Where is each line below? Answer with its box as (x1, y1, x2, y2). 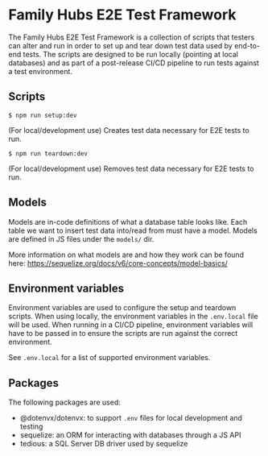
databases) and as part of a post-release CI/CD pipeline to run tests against (8, 58, 259, 68)
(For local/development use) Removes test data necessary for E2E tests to (8, 164, 254, 173)
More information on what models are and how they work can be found (8, 250, 244, 259)
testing (19, 421, 43, 432)
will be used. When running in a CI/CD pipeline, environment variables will (8, 320, 254, 330)
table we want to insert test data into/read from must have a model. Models (8, 226, 258, 235)
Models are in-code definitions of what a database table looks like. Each (8, 217, 248, 226)
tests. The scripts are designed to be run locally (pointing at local (23, 49, 239, 59)
